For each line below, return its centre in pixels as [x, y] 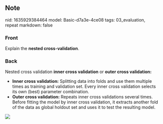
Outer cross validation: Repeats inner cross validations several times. [82, 97]
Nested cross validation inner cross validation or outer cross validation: [78, 72]
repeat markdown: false [29, 25]
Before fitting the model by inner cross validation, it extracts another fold [85, 102]
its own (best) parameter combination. [51, 92]
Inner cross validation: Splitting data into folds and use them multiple [82, 81]
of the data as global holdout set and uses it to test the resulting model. [84, 107]
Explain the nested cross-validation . [42, 49]
